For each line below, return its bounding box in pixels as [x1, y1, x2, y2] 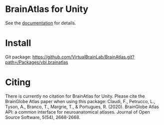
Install [5, 37, 31, 49]
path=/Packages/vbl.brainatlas [5, 59, 68, 65]
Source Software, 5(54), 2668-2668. [5, 114, 81, 120]
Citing [5, 77, 31, 88]
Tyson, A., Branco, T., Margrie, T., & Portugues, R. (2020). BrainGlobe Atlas [5, 104, 160, 110]
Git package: [5, 54, 31, 60]
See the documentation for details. [5, 20, 76, 26]
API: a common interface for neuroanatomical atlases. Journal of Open [5, 109, 151, 115]
